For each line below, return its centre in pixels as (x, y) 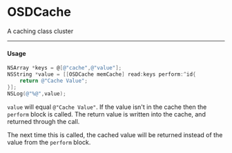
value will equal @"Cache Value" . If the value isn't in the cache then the (107, 107)
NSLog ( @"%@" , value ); (37, 94)
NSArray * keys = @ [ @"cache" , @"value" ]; (65, 68)
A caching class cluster (40, 31)
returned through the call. (43, 121)
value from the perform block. (49, 142)
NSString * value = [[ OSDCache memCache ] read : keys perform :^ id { (101, 74)
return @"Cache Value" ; (54, 81)
